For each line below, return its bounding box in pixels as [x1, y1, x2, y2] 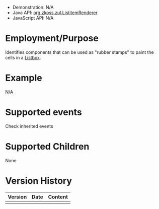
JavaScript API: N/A [12, 15, 54, 21]
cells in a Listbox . [5, 54, 41, 60]
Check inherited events [5, 123, 54, 129]
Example [5, 73, 42, 84]
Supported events [5, 107, 82, 118]
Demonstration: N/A [12, 5, 54, 10]
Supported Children [5, 141, 90, 152]
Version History [5, 175, 72, 186]
